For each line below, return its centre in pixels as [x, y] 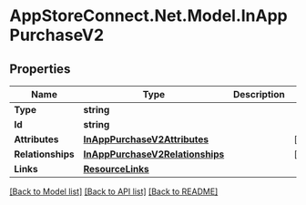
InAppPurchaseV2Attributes [146, 139]
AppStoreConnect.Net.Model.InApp [149, 16]
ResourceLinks [116, 169]
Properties [40, 69]
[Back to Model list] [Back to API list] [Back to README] [114, 191]
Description [259, 94]
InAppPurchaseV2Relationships [154, 154]
